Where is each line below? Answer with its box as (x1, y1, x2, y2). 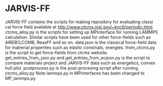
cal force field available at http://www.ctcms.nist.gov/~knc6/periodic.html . (5, 24, 154, 29)
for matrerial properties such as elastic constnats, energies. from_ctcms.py (5, 44, 155, 50)
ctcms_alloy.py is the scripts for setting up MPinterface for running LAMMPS (5, 29, 158, 35)
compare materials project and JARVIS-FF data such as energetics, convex (5, 60, 156, 66)
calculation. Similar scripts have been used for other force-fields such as (5, 34, 151, 40)
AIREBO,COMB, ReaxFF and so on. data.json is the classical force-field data (5, 39, 157, 45)
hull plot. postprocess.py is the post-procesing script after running (5, 65, 138, 71)
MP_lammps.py (5, 75, 36, 81)
